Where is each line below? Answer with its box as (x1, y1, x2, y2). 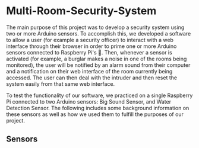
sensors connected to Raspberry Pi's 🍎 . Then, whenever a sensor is (6, 49, 172, 56)
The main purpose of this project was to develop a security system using (6, 24, 185, 31)
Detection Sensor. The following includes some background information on (6, 104, 189, 111)
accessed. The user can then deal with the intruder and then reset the (6, 74, 177, 81)
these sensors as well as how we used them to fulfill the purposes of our (6, 111, 184, 118)
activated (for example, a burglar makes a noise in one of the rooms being (6, 55, 187, 62)
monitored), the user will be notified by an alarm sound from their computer (6, 61, 191, 69)
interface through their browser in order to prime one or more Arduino (6, 43, 177, 50)
